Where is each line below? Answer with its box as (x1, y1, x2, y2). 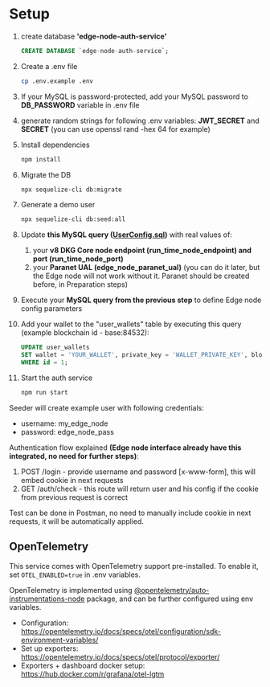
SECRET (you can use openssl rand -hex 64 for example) (20, 124, 211, 133)
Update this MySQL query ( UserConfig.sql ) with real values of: (20, 230, 232, 239)
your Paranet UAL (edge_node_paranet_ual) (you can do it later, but (32, 263, 260, 272)
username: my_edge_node (20, 419, 108, 428)
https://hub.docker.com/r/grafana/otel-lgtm (20, 669, 165, 679)
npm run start (20, 388, 68, 396)
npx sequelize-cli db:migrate (20, 186, 123, 194)
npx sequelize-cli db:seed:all (20, 215, 126, 223)
